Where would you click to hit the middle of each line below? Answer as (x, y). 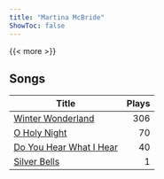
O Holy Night (40, 133)
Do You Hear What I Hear (66, 147)
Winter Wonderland (54, 119)
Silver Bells (37, 162)
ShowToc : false (37, 26)
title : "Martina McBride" (57, 17)
